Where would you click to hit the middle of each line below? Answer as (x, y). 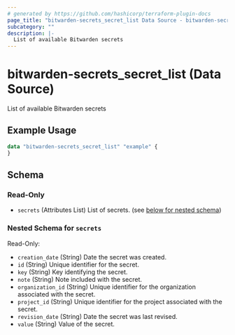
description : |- (31, 33)
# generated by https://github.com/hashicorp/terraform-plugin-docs (109, 14)
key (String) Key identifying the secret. (72, 272)
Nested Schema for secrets (55, 228)
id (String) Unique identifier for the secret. (78, 264)
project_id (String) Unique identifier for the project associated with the (120, 301)
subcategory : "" (31, 27)
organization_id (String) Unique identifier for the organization (106, 287)
